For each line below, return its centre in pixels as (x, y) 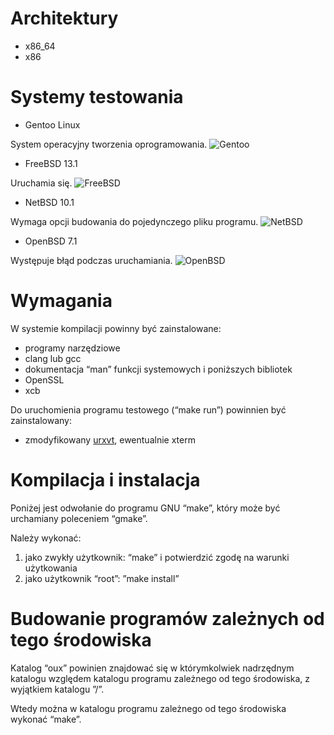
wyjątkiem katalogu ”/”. (57, 689)
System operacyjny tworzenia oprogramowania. (109, 144)
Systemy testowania (97, 97)
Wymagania (61, 301)
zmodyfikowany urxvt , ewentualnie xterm (110, 439)
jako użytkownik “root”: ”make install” (102, 578)
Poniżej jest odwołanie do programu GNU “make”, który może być (145, 508)
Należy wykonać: (46, 538)
